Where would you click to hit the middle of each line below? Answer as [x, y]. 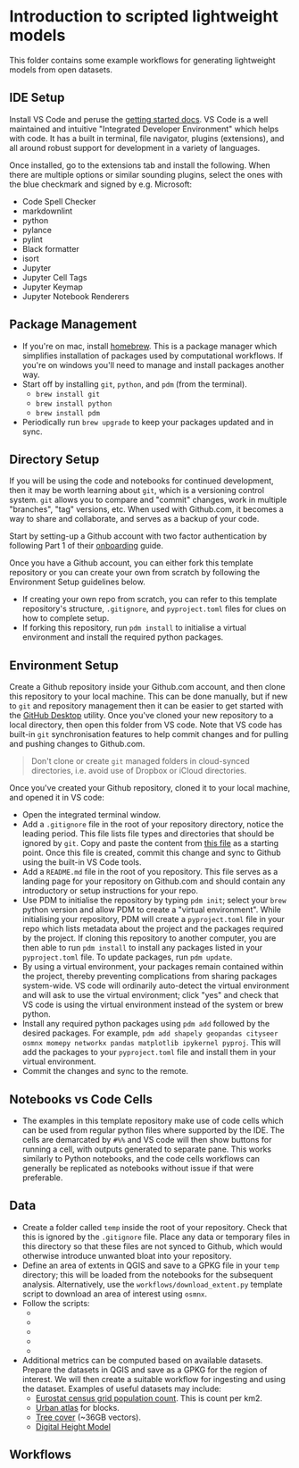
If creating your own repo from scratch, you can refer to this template [149, 600]
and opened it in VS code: [57, 798]
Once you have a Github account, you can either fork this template [131, 563]
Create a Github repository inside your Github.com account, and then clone [147, 687]
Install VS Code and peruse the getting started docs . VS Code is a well [139, 119]
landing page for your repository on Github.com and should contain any [154, 881]
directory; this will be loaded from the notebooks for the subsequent [148, 1274]
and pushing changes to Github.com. [77, 744]
